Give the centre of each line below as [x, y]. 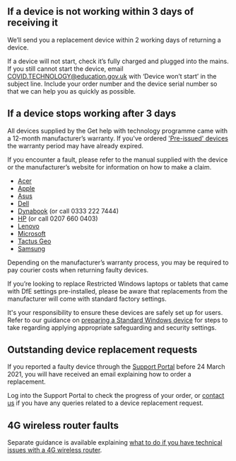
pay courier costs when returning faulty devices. [78, 270]
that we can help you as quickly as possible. [72, 91]
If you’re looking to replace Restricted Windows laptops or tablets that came [118, 284]
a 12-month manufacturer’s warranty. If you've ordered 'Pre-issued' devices [118, 138]
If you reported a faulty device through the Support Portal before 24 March [116, 367]
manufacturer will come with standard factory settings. [87, 299]
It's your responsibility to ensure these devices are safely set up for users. [115, 312]
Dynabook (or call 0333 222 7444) [68, 211]
